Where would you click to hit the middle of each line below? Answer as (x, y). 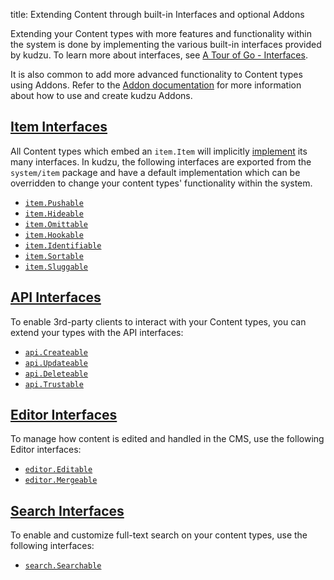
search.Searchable (63, 566)
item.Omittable (56, 224)
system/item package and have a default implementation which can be (155, 172)
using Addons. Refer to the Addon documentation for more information (156, 85)
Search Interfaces (67, 510)
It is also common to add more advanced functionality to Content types (156, 74)
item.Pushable (54, 203)
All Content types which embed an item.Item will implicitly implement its (159, 151)
